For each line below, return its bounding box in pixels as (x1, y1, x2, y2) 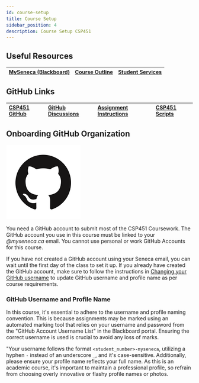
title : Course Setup (6, 15, 57, 22)
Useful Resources (6, 51, 73, 61)
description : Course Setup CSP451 (6, 28, 92, 34)
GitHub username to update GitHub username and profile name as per (6, 274, 178, 281)
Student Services (118, 68, 162, 75)
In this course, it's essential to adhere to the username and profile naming (6, 308, 186, 316)
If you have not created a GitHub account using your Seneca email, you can (6, 255, 191, 262)
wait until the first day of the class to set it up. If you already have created (6, 261, 185, 269)
